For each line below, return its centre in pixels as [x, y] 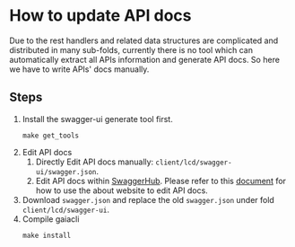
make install [47, 235]
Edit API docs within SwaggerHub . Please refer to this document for [161, 181]
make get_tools [51, 136]
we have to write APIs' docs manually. [79, 69]
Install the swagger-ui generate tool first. [97, 119]
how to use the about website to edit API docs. [121, 190]
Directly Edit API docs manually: [95, 162]
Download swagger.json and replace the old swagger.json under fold [148, 199]
